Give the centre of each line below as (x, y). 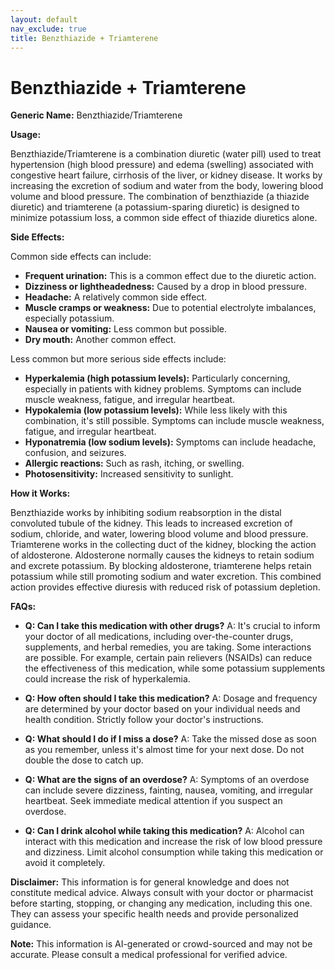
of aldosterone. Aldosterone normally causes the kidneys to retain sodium (162, 555)
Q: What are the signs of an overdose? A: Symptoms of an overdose (167, 780)
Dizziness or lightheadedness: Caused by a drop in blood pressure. (165, 287)
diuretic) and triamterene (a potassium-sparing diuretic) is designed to (155, 207)
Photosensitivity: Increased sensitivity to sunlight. (129, 474)
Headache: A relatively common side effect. (116, 297)
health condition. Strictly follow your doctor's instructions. (144, 720)
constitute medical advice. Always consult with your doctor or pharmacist (162, 893)
